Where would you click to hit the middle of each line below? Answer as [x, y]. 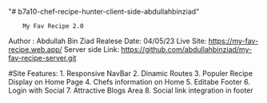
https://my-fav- [233, 41]
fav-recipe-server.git [42, 58]
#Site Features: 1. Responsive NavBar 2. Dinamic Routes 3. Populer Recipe [131, 73]
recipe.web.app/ [35, 50]
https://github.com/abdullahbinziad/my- [187, 50]
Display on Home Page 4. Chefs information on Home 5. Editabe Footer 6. [129, 82]
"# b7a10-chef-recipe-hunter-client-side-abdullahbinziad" [104, 12]
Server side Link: [92, 50]
